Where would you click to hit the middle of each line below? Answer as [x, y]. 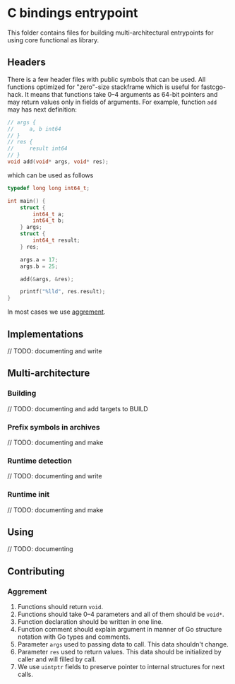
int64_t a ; [49, 214]
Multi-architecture [49, 373]
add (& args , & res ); [47, 279]
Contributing [36, 571]
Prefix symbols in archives [54, 427]
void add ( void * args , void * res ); [58, 162]
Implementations [46, 334]
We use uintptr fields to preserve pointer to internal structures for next [121, 667]
